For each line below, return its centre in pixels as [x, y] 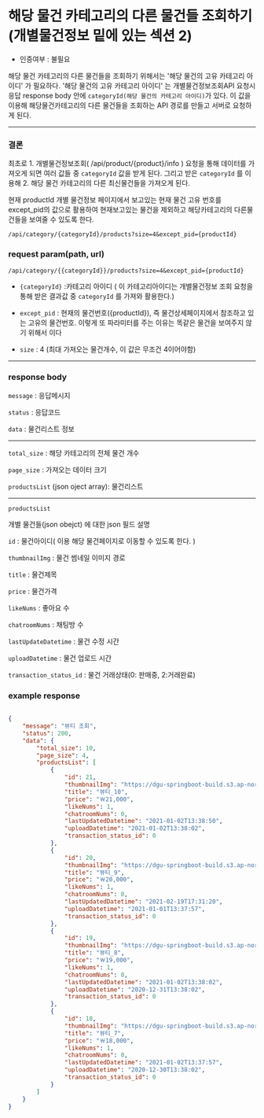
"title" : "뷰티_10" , [96, 791]
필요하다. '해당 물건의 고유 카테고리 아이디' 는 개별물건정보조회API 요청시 [144, 85]
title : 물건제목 [33, 574]
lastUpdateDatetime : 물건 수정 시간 [64, 641]
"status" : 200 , [47, 733]
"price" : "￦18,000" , [99, 1041]
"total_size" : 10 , [66, 748]
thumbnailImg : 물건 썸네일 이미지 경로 [67, 557]
